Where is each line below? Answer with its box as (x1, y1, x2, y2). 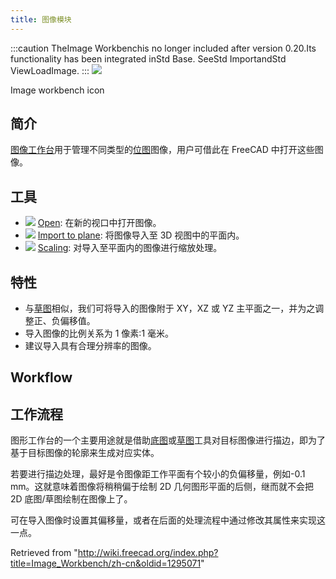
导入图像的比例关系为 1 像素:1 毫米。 (24, 327, 175, 340)
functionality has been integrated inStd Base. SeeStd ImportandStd (10, 52, 287, 65)
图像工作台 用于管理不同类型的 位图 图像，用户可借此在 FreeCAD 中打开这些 (10, 144, 315, 156)
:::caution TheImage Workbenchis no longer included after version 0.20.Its (10, 42, 317, 54)
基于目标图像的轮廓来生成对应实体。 (10, 447, 160, 459)
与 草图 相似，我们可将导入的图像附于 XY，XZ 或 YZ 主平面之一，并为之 (24, 302, 316, 315)
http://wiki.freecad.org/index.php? (77, 547, 219, 559)
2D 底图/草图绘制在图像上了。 (10, 493, 133, 505)
